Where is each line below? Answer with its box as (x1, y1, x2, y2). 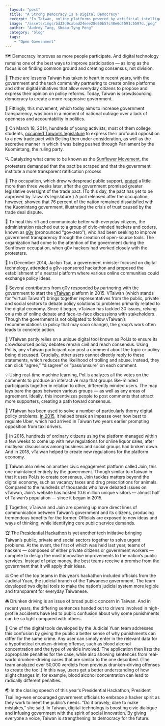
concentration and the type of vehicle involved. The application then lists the (5, 646, 160, 652)
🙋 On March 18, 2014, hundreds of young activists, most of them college (5, 125, 151, 131)
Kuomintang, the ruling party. (5, 146, 64, 152)
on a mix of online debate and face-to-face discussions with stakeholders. (5, 311, 156, 317)
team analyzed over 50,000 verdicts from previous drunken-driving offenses (5, 662, 160, 667)
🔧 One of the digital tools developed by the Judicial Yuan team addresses (5, 625, 154, 631)
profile (5, 610, 19, 616)
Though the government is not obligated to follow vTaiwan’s (5, 316, 126, 322)
